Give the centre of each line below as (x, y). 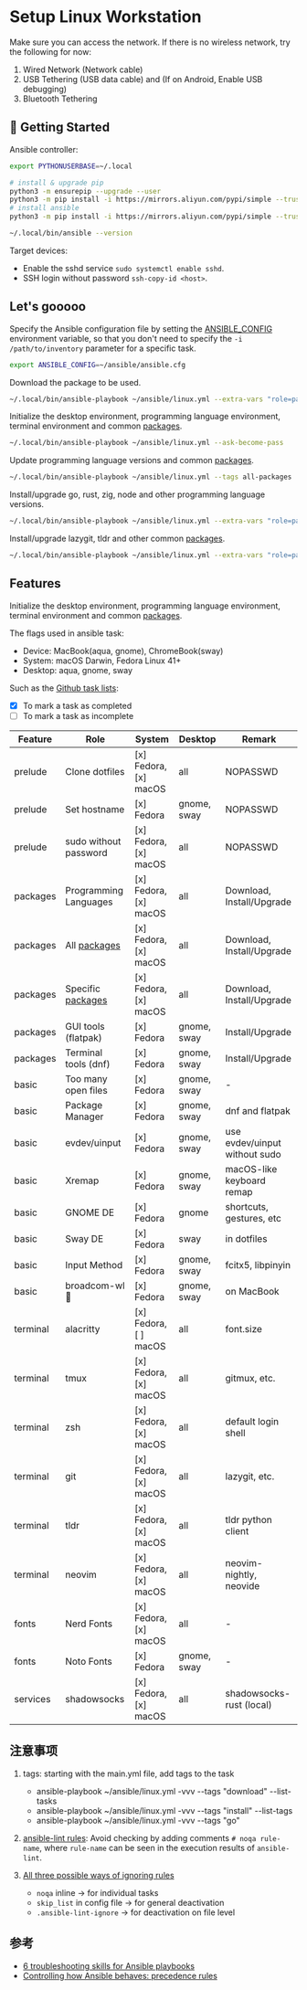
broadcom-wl (95, 1286)
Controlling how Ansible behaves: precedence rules (120, 1975)
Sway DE (84, 1238)
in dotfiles (246, 1238)
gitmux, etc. (250, 1378)
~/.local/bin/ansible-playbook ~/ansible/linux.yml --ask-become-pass (147, 443)
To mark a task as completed (77, 705)
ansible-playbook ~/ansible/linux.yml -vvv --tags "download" (152, 1791)
